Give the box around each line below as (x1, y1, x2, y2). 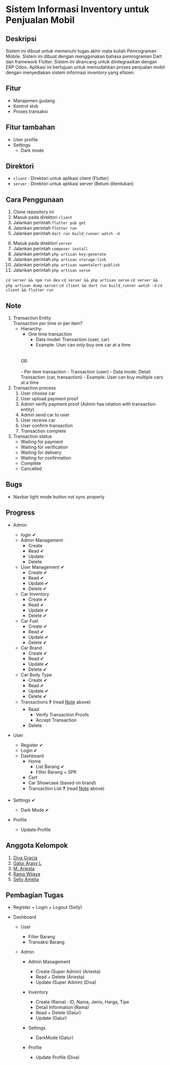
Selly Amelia (13, 876, 39, 882)
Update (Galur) (35, 1015, 67, 1021)
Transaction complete (20, 428, 66, 434)
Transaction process (13, 385, 56, 391)
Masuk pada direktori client (13, 214, 72, 220)
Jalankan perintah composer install (13, 246, 89, 252)
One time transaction (28, 331, 72, 337)
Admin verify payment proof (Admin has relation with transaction (20, 401, 156, 407)
